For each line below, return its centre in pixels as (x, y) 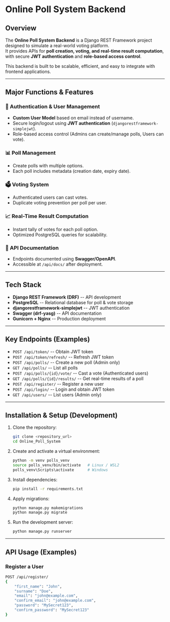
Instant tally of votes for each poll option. (55, 229)
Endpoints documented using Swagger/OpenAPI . (64, 259)
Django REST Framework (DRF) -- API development (67, 297)
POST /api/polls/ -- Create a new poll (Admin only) (66, 362)
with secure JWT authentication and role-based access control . (73, 56)
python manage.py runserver (42, 532)
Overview (21, 28)
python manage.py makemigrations (48, 508)
